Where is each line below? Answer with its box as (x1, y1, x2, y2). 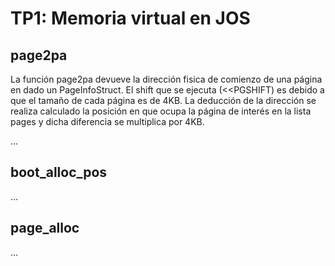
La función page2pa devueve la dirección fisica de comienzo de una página (10, 73, 323, 85)
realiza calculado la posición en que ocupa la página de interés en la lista (10, 105, 312, 117)
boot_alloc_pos (10, 164, 108, 181)
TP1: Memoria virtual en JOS (10, 7, 251, 30)
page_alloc (10, 220, 80, 237)
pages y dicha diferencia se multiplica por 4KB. (10, 116, 205, 127)
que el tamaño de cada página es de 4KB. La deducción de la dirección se (10, 95, 317, 106)
